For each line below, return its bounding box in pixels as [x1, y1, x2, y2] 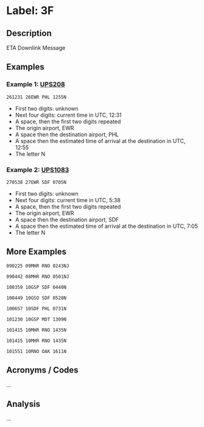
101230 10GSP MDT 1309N [6, 316, 67, 323]
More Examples [6, 247, 67, 257]
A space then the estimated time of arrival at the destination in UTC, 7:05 [15, 222, 198, 230]
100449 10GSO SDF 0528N [6, 294, 67, 301]
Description [6, 28, 52, 38]
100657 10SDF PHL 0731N [6, 305, 67, 312]
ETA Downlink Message [6, 44, 66, 51]
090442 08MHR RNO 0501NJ [6, 273, 69, 280]
